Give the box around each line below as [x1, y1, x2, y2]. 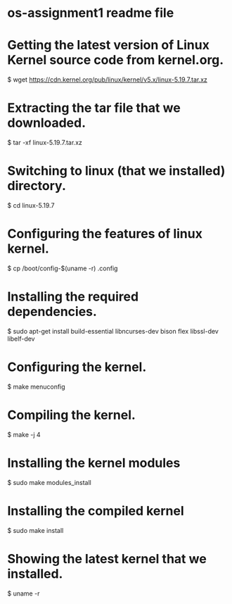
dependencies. [7, 304, 97, 320]
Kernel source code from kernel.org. [7, 52, 224, 68]
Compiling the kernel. [7, 407, 136, 423]
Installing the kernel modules [7, 455, 181, 471]
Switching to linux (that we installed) [7, 163, 226, 179]
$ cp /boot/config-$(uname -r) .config [7, 264, 118, 272]
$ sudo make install [7, 526, 64, 534]
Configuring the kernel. [7, 359, 147, 375]
